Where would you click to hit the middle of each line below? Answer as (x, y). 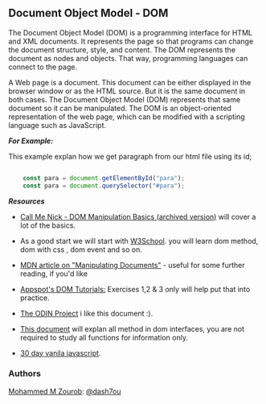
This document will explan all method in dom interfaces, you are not (132, 328)
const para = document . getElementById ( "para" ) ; (104, 178)
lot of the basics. (48, 225)
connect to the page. (43, 67)
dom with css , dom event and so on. (81, 249)
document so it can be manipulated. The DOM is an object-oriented (120, 108)
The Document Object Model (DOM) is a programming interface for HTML (131, 32)
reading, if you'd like (54, 274)
